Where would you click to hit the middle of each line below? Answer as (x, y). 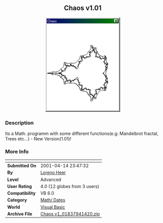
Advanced (51, 179)
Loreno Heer (53, 173)
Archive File (20, 214)
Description (19, 123)
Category (17, 200)
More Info (17, 152)
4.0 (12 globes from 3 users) (70, 186)
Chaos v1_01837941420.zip (70, 214)
